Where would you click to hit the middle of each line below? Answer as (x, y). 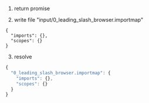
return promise (32, 8)
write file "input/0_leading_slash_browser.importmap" (79, 20)
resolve (23, 57)
